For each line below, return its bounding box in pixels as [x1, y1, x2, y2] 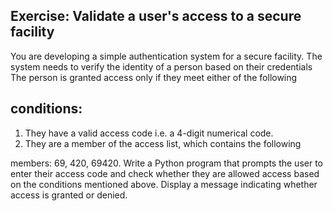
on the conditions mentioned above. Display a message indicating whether [10, 178, 318, 190]
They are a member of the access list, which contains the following [24, 137, 302, 149]
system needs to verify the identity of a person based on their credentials [10, 60, 313, 73]
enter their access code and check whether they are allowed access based [10, 167, 320, 179]
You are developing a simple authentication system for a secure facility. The [10, 50, 323, 62]
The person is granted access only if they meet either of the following [10, 71, 298, 83]
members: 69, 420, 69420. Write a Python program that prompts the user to [10, 157, 323, 169]
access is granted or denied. [10, 189, 128, 201]
